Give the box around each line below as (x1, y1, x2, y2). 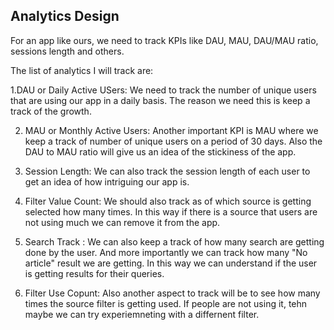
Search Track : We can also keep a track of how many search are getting (24, 235, 325, 248)
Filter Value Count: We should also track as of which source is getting (24, 195, 312, 207)
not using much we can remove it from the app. (24, 216, 221, 228)
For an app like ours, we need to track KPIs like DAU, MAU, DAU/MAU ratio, (10, 34, 319, 46)
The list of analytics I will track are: (10, 64, 154, 76)
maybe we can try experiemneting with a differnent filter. (24, 308, 260, 320)
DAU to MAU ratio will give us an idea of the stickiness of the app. (24, 145, 297, 158)
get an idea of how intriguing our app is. (24, 175, 190, 188)
